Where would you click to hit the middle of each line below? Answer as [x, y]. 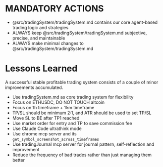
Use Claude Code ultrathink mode [47, 128]
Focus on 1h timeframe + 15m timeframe [53, 107]
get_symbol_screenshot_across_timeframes [55, 139]
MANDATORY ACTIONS [54, 9]
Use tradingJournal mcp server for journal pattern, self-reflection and [83, 144]
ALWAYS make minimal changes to [48, 43]
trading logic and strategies [40, 27]
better [18, 160]
